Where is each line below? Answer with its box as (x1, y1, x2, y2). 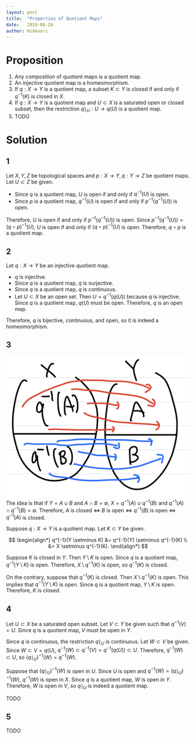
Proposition (6, 54, 64, 67)
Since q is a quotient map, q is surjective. (14, 279, 114, 286)
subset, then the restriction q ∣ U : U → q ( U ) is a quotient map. (14, 105, 162, 113)
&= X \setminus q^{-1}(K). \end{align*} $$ (48, 543, 148, 550)
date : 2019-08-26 (6, 22, 54, 27)
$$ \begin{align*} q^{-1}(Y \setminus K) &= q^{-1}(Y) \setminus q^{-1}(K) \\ (8, 537, 188, 544)
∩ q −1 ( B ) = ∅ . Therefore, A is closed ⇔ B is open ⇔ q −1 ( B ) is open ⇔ (6, 506, 176, 514)
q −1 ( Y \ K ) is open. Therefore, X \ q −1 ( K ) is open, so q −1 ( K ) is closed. (6, 560, 169, 568)
